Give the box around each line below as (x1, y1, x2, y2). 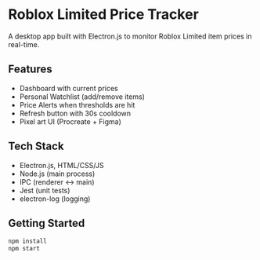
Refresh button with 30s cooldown (19, 108, 132, 118)
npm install (8, 237, 47, 245)
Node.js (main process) (19, 169, 96, 178)
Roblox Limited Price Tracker (8, 5, 200, 24)
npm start (8, 245, 41, 253)
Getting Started (8, 216, 85, 229)
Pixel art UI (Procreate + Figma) (19, 116, 121, 126)
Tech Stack (8, 140, 64, 153)
